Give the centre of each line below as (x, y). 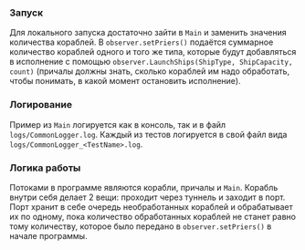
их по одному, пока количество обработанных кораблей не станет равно (153, 216)
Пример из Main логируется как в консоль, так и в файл (118, 124)
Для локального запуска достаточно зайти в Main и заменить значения (148, 33)
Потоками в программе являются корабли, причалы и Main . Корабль (144, 187)
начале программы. (49, 235)
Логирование (41, 105)
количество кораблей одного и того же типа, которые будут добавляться (153, 52)
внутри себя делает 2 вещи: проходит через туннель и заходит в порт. (147, 197)
